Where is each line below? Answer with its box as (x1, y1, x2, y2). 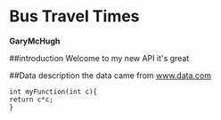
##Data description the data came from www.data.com (9, 69, 212, 81)
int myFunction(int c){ (9, 87, 98, 96)
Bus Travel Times (9, 6, 140, 27)
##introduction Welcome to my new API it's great (9, 52, 190, 63)
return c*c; (9, 95, 53, 104)
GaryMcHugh (9, 36, 61, 46)
